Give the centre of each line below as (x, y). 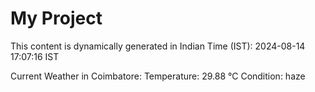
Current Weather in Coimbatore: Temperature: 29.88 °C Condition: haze (158, 76)
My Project (56, 18)
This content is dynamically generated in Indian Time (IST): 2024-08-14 (158, 46)
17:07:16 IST (35, 56)
